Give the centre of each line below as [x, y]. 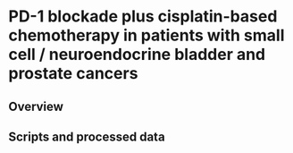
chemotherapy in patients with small [146, 35]
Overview [36, 106]
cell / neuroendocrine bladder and [137, 55]
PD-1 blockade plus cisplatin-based [143, 17]
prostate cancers [73, 74]
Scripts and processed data [87, 136]
